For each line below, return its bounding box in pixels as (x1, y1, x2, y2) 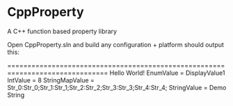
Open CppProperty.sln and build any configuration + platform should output (7, 40, 225, 48)
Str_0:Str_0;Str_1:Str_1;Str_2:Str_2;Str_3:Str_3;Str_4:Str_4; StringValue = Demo (7, 83, 227, 91)
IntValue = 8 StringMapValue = (7, 76, 95, 84)
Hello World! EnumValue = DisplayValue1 (109, 69, 225, 77)
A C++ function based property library (7, 27, 117, 35)
